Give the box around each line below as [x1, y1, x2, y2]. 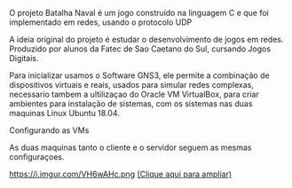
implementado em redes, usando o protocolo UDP [9, 17, 193, 27]
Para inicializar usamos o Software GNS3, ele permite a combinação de [9, 70, 270, 81]
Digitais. [9, 53, 39, 63]
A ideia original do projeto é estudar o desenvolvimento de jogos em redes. [9, 35, 284, 44]
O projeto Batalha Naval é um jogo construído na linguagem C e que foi [9, 8, 269, 18]
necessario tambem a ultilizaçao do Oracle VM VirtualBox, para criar [9, 89, 259, 99]
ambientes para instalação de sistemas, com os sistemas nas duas [9, 98, 253, 109]
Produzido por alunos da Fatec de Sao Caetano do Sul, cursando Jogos [9, 43, 272, 54]
